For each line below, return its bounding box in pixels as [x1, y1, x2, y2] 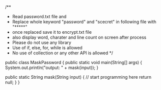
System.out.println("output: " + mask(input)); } [5, 65, 99, 70]
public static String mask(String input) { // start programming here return [5, 74, 152, 80]
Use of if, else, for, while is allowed [12, 45, 82, 50]
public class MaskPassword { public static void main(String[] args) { [5, 60, 142, 65]
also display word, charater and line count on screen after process [12, 34, 146, 40]
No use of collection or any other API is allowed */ [12, 50, 113, 56]
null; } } [5, 79, 20, 85]
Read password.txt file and [12, 14, 67, 19]
